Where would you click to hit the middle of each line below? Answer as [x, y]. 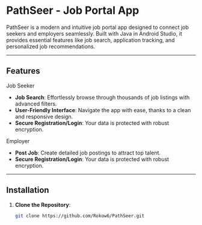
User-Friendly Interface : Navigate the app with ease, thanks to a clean [103, 110]
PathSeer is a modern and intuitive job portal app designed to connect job [98, 27]
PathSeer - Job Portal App [73, 11]
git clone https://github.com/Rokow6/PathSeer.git [80, 216]
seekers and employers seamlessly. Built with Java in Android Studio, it [94, 33]
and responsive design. [44, 116]
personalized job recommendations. [51, 46]
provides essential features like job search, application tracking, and [90, 40]
